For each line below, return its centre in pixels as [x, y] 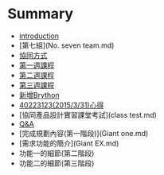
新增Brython [39, 95]
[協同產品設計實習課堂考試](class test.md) [88, 115]
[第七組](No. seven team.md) [66, 45]
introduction [39, 36]
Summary [40, 14]
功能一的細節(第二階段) [57, 153]
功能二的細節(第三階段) [57, 163]
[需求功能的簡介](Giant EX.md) [69, 143]
